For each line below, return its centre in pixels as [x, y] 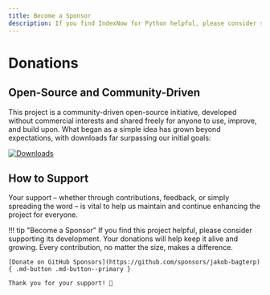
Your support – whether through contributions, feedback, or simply [119, 198]
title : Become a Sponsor [50, 16]
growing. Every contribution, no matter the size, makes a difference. [121, 248]
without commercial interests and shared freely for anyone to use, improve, [133, 121]
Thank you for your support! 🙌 [61, 283]
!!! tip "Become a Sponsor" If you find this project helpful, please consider [131, 231]
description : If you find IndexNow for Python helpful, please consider [133, 23]
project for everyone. [43, 215]
